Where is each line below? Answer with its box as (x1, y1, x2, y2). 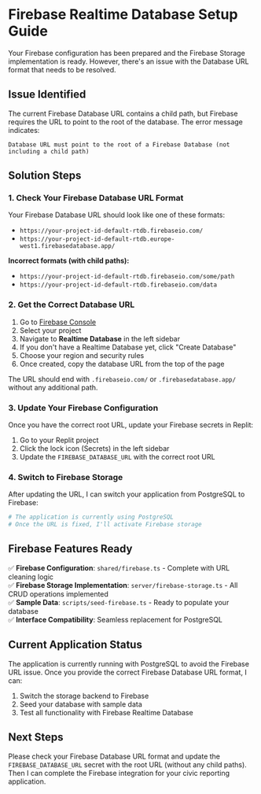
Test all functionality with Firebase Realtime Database (19, 707, 194, 717)
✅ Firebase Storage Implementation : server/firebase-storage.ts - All (8, 580, 238, 589)
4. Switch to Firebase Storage (8, 471, 123, 482)
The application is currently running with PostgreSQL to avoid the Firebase (8, 659, 250, 668)
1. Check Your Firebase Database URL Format (8, 193, 184, 204)
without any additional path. (8, 382, 98, 392)
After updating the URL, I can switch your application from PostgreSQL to (8, 489, 245, 499)
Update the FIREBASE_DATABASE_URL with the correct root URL (19, 452, 215, 462)
